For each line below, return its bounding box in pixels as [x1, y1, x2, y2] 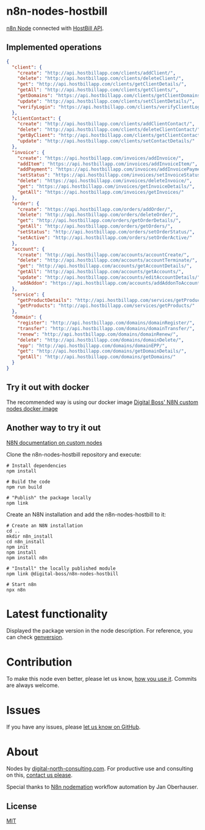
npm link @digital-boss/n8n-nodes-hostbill [6, 570, 119, 577]
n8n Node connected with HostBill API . [6, 24, 104, 32]
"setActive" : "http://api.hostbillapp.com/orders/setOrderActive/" [17, 234, 192, 241]
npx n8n [6, 587, 26, 593]
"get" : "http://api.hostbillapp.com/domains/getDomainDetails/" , [17, 348, 187, 354]
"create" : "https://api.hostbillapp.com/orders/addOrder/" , [17, 206, 173, 212]
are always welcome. [6, 681, 60, 689]
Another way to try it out [6, 423, 101, 433]
